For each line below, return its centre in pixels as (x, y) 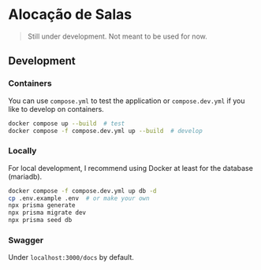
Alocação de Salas (70, 15)
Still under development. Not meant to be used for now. (117, 36)
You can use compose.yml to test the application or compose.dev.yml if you (127, 101)
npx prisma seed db (40, 220)
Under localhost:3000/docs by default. (71, 257)
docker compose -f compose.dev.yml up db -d (82, 190)
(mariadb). (25, 176)
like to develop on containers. (56, 109)
